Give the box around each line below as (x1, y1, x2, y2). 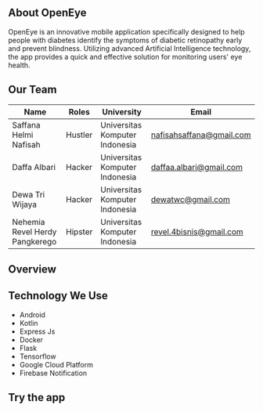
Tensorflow (19, 352, 56, 361)
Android (19, 309, 45, 320)
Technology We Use (8, 289, 108, 302)
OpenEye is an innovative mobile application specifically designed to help (8, 27, 245, 36)
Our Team (8, 83, 57, 96)
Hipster (66, 226, 93, 237)
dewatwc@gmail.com (150, 193, 231, 204)
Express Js (19, 327, 56, 336)
